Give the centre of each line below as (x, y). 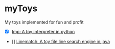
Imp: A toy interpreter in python (43, 31)
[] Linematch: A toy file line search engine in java (61, 41)
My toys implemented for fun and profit (44, 22)
